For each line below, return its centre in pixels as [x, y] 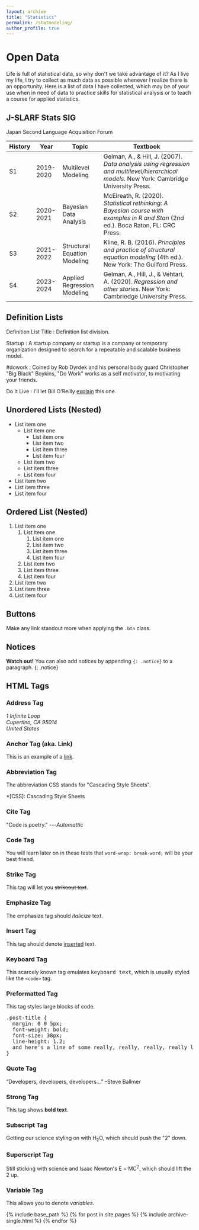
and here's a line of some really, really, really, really [100, 1048]
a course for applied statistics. [43, 99]
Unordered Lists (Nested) [54, 410]
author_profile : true [33, 28]
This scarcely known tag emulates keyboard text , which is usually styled [98, 972]
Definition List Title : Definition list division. [58, 332]
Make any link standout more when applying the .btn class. [78, 628]
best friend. [20, 859]
